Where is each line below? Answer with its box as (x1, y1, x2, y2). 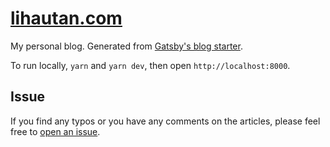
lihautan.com (10, 7, 123, 30)
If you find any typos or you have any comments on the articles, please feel (10, 115, 321, 127)
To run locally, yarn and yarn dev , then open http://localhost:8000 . (10, 59, 291, 71)
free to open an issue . (10, 125, 101, 137)
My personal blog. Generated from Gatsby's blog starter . (10, 40, 243, 52)
